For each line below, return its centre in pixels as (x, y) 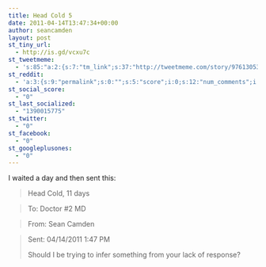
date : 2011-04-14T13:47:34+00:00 (63, 23)
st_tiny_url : (30, 45)
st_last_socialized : (42, 104)
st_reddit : (26, 74)
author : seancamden (40, 30)
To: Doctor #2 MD (57, 209)
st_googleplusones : (40, 148)
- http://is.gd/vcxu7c (53, 52)
